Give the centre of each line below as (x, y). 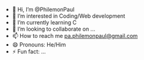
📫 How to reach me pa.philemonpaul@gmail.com (75, 36)
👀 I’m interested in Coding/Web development (69, 16)
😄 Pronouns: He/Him (39, 45)
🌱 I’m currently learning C (44, 22)
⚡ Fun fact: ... (29, 51)
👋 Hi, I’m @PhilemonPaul (43, 9)
